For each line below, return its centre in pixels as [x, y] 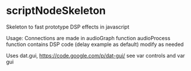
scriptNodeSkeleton [56, 11]
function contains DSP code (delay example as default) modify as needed [95, 44]
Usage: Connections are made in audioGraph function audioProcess [88, 38]
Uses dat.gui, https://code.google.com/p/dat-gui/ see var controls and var [96, 55]
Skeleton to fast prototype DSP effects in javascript [68, 27]
